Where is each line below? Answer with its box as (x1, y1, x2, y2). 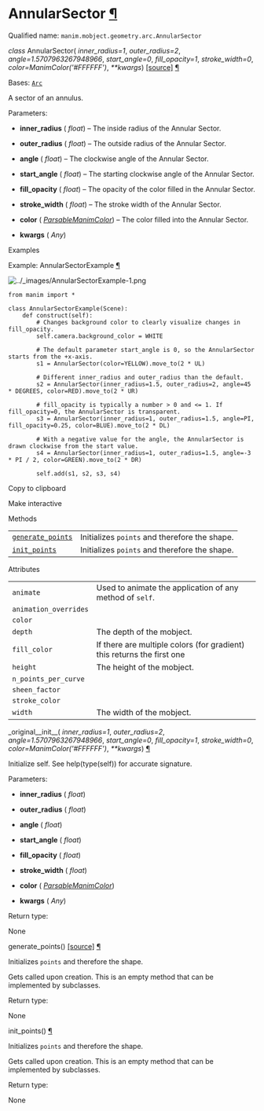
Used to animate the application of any (96, 582, 239, 593)
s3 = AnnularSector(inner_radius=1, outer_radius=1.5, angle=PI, (36, 414, 255, 423)
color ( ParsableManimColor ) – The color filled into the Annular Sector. (19, 214, 249, 224)
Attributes (8, 564, 41, 574)
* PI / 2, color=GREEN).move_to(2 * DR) (8, 456, 143, 464)
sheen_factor (12, 685, 61, 694)
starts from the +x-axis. (8, 353, 93, 361)
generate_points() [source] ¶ (8, 941, 101, 951)
